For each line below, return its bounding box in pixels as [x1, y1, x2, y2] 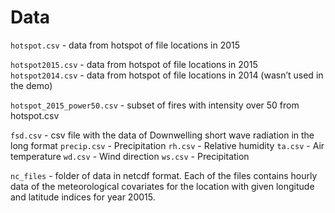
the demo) [10, 79, 53, 91]
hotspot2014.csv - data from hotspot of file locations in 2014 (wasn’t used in [10, 69, 324, 81]
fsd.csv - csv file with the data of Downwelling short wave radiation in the [10, 129, 315, 141]
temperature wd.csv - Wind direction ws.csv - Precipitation [10, 150, 250, 162]
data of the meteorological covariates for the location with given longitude [10, 180, 315, 192]
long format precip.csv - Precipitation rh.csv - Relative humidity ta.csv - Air [10, 139, 325, 151]
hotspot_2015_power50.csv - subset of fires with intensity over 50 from [10, 99, 300, 111]
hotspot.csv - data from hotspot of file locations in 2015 [10, 39, 241, 51]
